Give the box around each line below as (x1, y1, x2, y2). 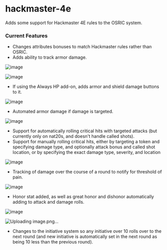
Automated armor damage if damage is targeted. (12, 109, 114, 115)
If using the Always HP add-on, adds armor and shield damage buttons (12, 84, 159, 90)
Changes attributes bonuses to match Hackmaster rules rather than (12, 44, 152, 50)
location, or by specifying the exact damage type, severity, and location (12, 149, 161, 155)
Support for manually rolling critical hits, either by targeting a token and (12, 139, 160, 145)
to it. (12, 89, 22, 95)
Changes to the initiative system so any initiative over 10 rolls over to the (12, 228, 162, 234)
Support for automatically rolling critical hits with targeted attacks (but (12, 128, 157, 134)
